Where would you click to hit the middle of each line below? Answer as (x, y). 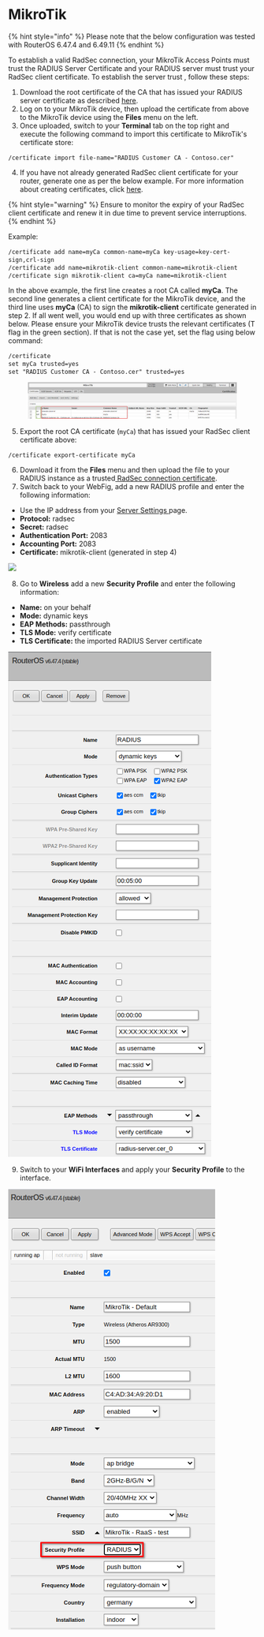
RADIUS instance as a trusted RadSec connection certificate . (119, 478)
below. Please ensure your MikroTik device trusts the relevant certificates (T (132, 323)
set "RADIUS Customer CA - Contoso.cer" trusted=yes (97, 372)
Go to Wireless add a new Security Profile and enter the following (127, 584)
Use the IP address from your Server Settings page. (103, 510)
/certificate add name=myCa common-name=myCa (84, 252)
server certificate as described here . (79, 100)
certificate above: (48, 440)
